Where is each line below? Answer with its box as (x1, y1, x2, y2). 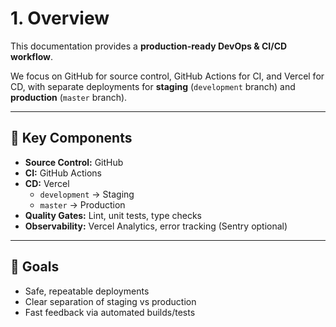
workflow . (10, 50, 54, 62)
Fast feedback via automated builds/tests (24, 306, 196, 318)
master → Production (39, 198, 126, 211)
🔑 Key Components (10, 130, 133, 147)
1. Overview (10, 7, 110, 30)
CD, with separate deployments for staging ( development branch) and (10, 80, 296, 92)
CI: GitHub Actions (24, 167, 102, 179)
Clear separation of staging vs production (24, 295, 197, 307)
